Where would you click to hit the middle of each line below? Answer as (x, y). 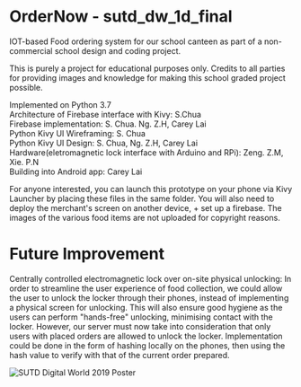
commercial (31, 50)
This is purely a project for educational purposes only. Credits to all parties (147, 68)
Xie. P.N (24, 162)
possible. (26, 87)
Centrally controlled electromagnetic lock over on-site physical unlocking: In (150, 278)
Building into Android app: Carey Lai (76, 172)
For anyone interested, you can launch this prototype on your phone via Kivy (151, 189)
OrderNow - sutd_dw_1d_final (121, 17)
